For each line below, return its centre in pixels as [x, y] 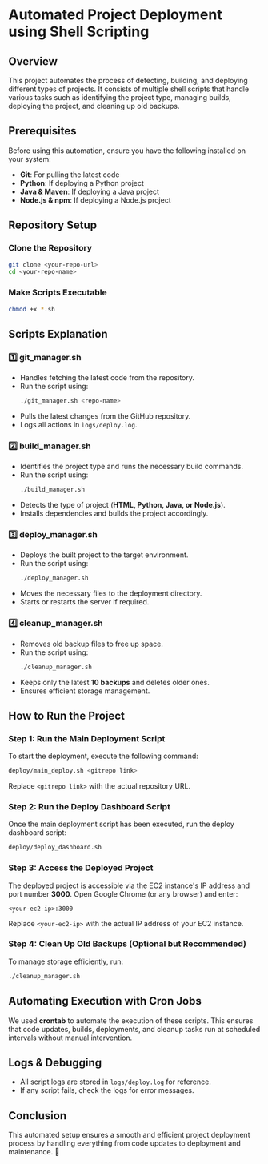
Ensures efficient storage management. [85, 691]
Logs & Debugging [55, 1062]
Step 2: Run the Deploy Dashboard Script [89, 806]
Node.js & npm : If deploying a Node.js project [95, 200]
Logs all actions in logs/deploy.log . [78, 424]
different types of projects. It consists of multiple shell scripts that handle [129, 89]
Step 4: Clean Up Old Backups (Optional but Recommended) [127, 944]
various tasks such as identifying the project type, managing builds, [120, 97]
